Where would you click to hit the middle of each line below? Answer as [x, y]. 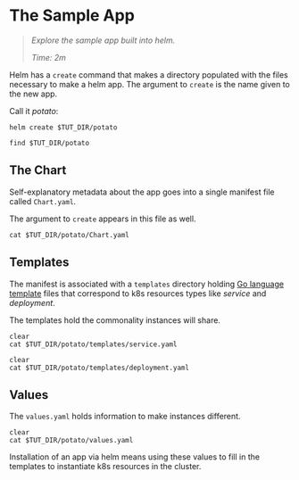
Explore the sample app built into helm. [103, 40]
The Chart [38, 170]
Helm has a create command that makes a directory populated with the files [149, 74]
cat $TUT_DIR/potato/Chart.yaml [69, 235]
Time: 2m [49, 57]
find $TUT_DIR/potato [50, 143]
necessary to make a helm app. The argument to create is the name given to [149, 84]
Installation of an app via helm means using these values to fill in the [135, 457]
